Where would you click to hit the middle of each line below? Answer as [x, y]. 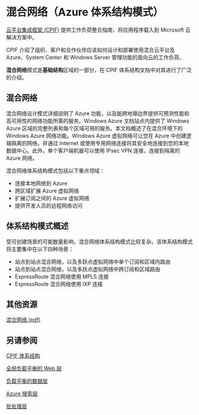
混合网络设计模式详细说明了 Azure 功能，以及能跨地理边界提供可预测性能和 [98, 113]
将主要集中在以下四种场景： [40, 249]
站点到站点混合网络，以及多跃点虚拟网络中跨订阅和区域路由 [87, 269]
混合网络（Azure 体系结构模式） [85, 12]
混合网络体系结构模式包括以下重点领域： [55, 171]
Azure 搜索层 [22, 394]
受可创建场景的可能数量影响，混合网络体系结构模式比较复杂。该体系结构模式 [99, 241]
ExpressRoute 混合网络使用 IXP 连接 [59, 284]
